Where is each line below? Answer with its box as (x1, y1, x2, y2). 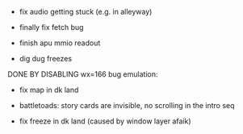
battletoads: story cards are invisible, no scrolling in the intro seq (19, 101, 235, 110)
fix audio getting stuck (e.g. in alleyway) (19, 7, 153, 16)
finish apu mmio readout (19, 38, 101, 48)
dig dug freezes (19, 54, 73, 63)
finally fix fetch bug (19, 23, 84, 31)
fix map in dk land (19, 85, 79, 94)
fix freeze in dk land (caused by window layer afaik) (19, 116, 191, 126)
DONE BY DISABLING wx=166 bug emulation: (7, 69, 158, 79)
